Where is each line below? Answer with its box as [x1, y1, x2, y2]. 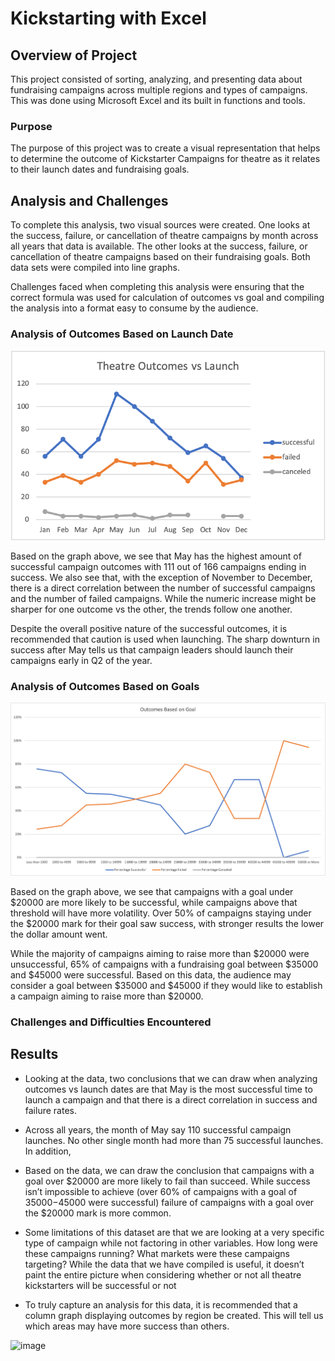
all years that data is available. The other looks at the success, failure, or [10, 240, 308, 252]
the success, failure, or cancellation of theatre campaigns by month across [10, 230, 319, 242]
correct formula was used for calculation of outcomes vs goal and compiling [10, 292, 325, 304]
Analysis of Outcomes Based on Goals [10, 679, 200, 693]
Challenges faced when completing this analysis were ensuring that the [10, 281, 305, 293]
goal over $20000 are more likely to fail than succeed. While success [24, 1175, 311, 1187]
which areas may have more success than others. [24, 1320, 230, 1332]
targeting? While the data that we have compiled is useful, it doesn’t [24, 1258, 305, 1270]
